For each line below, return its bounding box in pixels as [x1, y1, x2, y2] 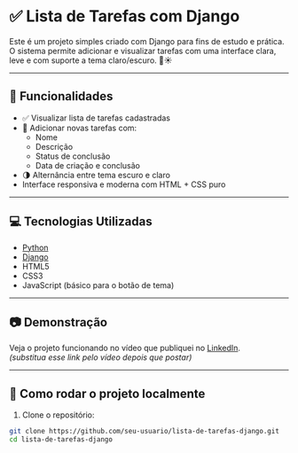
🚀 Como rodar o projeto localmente [9, 386, 206, 401]
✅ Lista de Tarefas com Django [9, 6, 240, 27]
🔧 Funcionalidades [9, 89, 114, 104]
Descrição [35, 141, 74, 152]
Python [21, 242, 49, 253]
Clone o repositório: [21, 410, 95, 420]
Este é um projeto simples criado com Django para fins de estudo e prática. [9, 35, 286, 46]
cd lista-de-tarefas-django [9, 435, 114, 444]
